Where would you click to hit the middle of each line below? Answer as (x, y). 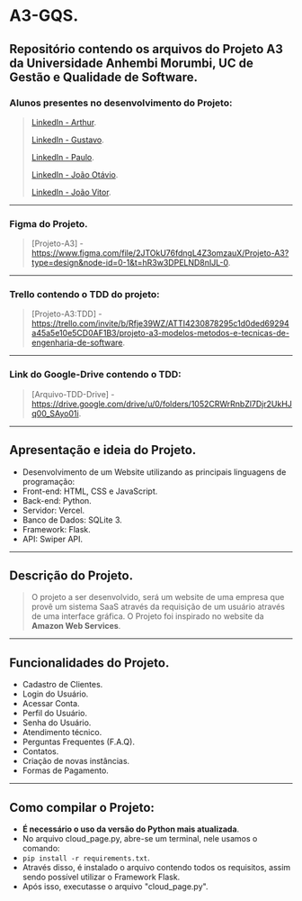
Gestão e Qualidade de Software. (104, 77)
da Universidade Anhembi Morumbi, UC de (131, 63)
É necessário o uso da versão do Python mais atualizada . (131, 829)
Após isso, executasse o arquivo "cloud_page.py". (115, 887)
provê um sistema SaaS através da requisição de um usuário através (158, 607)
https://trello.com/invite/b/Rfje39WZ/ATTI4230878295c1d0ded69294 (160, 323)
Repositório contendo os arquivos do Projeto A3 (146, 49)
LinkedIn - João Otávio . (75, 174)
